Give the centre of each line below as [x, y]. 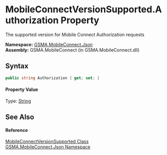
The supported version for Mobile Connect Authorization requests [75, 34]
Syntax [17, 66]
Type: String [18, 101]
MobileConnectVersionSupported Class [47, 142]
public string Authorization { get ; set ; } [53, 78]
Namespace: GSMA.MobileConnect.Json [49, 44]
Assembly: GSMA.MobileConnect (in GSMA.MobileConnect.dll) [72, 50]
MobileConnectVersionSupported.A [84, 9]
